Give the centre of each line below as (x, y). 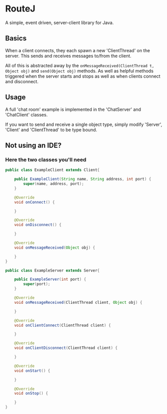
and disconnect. (22, 81)
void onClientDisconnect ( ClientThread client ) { (66, 348)
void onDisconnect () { (38, 225)
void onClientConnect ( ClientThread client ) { (63, 325)
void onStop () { (31, 393)
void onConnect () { (35, 202)
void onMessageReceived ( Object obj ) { (55, 248)
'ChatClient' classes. (26, 115)
